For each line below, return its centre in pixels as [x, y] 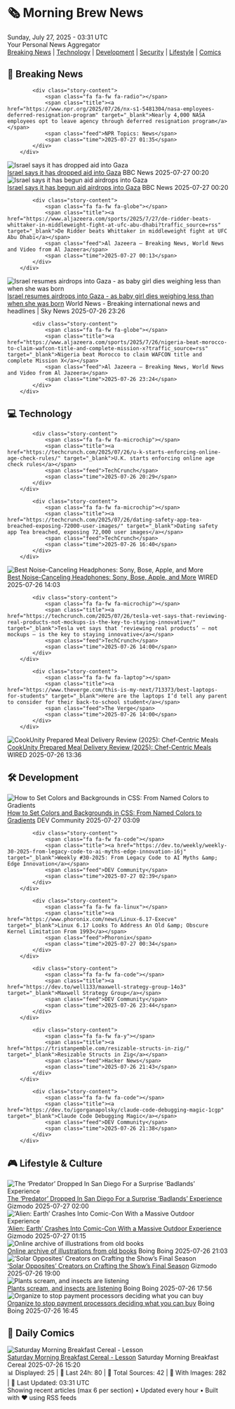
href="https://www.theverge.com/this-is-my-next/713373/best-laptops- [113, 690]
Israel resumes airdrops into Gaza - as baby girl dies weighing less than [110, 296]
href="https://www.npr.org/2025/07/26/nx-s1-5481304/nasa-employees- [111, 109]
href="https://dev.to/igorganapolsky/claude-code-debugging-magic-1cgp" [116, 1110]
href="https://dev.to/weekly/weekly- [172, 846]
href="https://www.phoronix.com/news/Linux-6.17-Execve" [92, 920]
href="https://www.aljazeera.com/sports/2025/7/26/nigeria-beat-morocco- [117, 342]
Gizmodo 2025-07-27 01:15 [47, 1236]
